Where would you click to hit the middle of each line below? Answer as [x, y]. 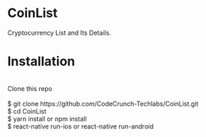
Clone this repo [30, 88]
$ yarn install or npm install [47, 119]
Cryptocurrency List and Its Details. [60, 33]
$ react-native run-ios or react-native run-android [81, 126]
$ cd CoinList [27, 111]
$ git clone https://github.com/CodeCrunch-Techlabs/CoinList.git [103, 104]
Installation [41, 61]
